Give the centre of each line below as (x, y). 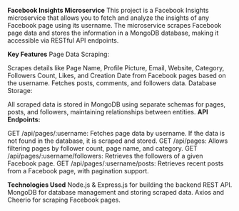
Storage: (20, 91)
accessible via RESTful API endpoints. (63, 40)
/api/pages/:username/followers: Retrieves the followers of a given (105, 156)
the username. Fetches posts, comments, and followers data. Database (112, 83)
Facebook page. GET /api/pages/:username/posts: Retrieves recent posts (116, 163)
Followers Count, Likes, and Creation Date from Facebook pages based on (117, 75)
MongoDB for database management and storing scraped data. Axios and (116, 192)
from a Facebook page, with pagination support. (78, 171)
